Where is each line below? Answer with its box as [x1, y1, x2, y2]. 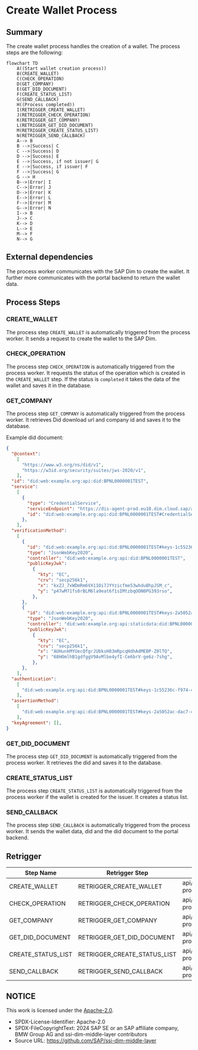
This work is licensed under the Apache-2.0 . [6, 1007, 114, 1014]
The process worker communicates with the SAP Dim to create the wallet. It [6, 268, 190, 275]
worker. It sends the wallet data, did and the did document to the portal [6, 828, 179, 835]
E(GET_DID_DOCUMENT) [16, 86, 67, 92]
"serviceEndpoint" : [27, 506, 75, 511]
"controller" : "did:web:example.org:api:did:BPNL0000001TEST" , [27, 555, 186, 561]
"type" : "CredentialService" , [27, 500, 101, 506]
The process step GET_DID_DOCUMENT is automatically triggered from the [6, 752, 177, 759]
